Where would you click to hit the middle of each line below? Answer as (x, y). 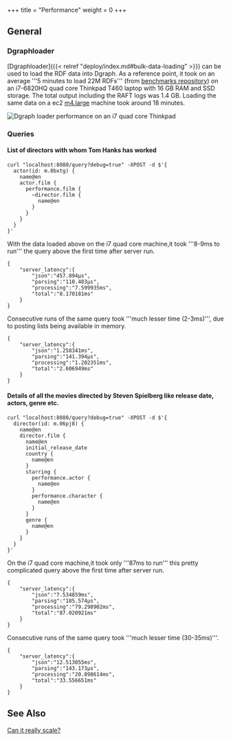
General (25, 31)
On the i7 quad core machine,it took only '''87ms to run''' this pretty (103, 563)
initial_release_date (56, 448)
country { (39, 454)
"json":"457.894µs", (61, 276)
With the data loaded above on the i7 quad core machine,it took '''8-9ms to (113, 244)
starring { (41, 472)
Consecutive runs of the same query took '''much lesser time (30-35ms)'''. (113, 638)
